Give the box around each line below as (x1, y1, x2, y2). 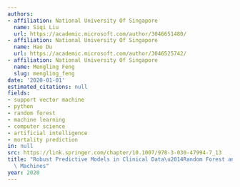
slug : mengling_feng (14, 70, 75, 77)
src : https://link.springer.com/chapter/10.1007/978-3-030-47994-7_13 (7, 149, 222, 156)
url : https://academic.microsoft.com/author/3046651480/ (14, 30, 187, 38)
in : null (7, 143, 34, 150)
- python (7, 103, 34, 110)
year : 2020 (7, 169, 40, 176)
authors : (7, 10, 34, 18)
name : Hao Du (14, 43, 53, 50)
